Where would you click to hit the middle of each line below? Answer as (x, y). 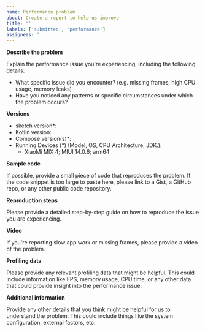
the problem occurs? (41, 102)
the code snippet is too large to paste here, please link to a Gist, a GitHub (99, 182)
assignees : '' (25, 35)
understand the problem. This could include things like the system (90, 316)
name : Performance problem (41, 12)
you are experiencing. (34, 219)
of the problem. (26, 249)
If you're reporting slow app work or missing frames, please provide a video (102, 243)
